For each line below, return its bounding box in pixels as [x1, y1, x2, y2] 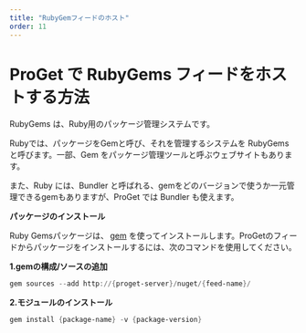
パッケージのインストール [9, 211, 106, 222]
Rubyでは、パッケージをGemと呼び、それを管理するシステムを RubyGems [9, 138, 290, 149]
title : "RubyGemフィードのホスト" [9, 13, 130, 23]
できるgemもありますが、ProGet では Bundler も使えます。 [16, 192, 239, 203]
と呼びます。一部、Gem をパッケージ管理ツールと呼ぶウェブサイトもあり [9, 150, 285, 161]
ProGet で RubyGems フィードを [9, 64, 256, 85]
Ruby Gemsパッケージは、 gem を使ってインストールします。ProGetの [9, 230, 274, 242]
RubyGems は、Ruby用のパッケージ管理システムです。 [9, 119, 216, 130]
